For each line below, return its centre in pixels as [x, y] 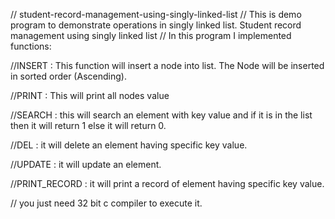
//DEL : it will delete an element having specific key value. [129, 145]
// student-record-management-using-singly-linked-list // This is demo [156, 14]
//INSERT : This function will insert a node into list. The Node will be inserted [167, 65]
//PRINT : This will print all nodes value [90, 95]
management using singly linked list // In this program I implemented [151, 35]
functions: [31, 46]
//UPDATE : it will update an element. [86, 164]
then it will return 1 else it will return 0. [88, 125]
